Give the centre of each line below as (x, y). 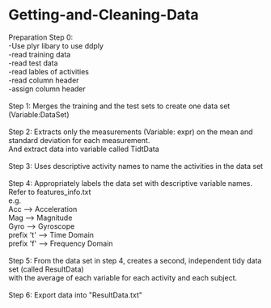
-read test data (33, 63)
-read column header (44, 80)
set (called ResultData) (46, 269)
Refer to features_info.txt (50, 192)
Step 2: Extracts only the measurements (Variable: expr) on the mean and (131, 132)
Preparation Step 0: (41, 37)
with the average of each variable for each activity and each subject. (123, 277)
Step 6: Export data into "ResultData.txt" (76, 295)
